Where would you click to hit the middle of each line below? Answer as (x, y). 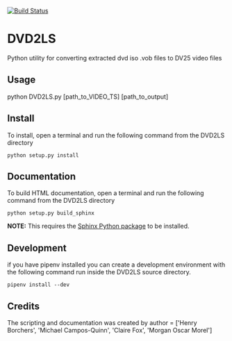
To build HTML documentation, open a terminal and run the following (106, 193)
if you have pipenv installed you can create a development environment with (116, 265)
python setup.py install (43, 155)
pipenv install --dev (39, 285)
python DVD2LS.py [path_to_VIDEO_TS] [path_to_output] (88, 97)
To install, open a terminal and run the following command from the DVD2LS (116, 135)
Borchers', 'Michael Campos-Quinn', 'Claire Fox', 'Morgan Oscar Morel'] (110, 330)
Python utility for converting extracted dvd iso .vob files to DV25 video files (115, 58)
